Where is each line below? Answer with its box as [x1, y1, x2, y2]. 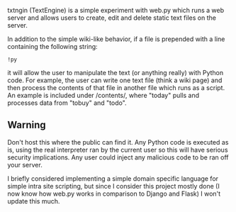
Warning [7, 119, 46, 131]
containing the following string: [7, 43, 98, 50]
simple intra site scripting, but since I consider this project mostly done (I [7, 182, 220, 190]
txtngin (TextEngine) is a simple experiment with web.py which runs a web [7, 6, 225, 14]
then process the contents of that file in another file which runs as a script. [7, 84, 225, 91]
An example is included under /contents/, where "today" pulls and [7, 91, 200, 99]
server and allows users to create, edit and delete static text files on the [7, 13, 216, 22]
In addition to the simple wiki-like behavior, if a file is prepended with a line [7, 35, 225, 43]
